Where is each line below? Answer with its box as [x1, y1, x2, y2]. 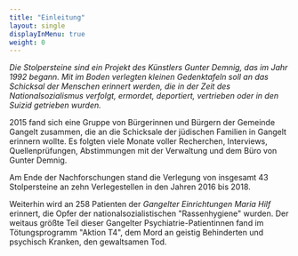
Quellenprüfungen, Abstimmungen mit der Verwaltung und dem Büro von [9, 146, 278, 156]
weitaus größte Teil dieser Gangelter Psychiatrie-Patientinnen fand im [9, 218, 264, 228]
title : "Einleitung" [9, 12, 86, 22]
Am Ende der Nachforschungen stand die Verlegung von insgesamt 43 [9, 172, 269, 183]
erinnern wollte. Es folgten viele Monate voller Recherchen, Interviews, [9, 136, 269, 147]
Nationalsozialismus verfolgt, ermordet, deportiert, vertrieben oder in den [9, 91, 278, 101]
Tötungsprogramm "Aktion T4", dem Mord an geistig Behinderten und [9, 228, 264, 238]
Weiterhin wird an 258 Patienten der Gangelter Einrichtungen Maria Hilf [9, 199, 271, 210]
